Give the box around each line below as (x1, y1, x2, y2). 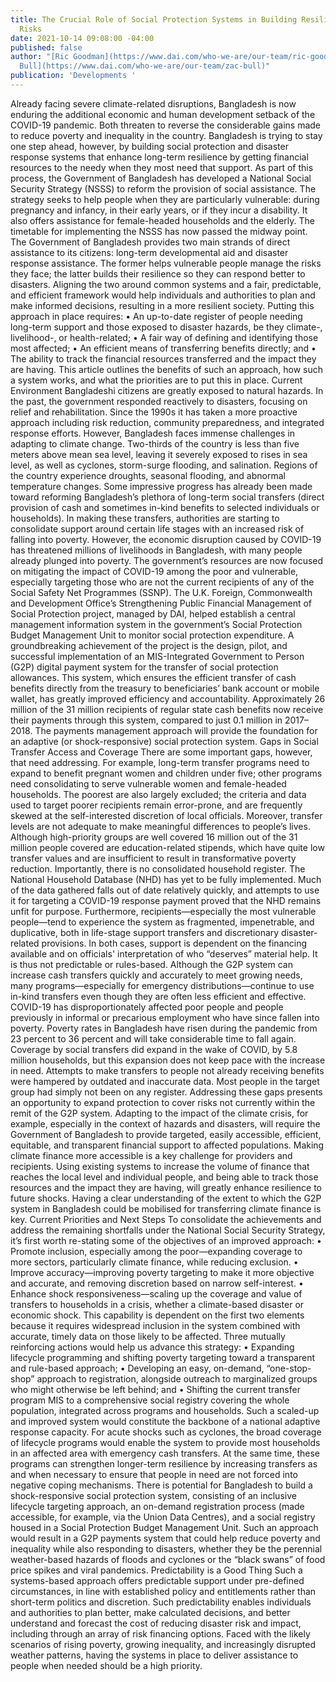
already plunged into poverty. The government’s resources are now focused (10, 554, 324, 566)
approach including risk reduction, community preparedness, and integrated (10, 416, 325, 428)
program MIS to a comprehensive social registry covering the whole (10, 1394, 290, 1406)
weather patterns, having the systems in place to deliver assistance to (10, 1649, 299, 1661)
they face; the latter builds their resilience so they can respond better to (10, 267, 306, 280)
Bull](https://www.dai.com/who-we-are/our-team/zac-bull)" (19, 61, 271, 71)
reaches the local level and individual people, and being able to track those (10, 1171, 319, 1183)
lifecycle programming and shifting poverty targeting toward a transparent (10, 1351, 316, 1363)
